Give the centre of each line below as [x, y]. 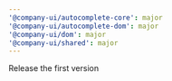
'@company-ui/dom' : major [57, 34]
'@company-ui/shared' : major [63, 43]
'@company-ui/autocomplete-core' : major [86, 18]
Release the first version [54, 68]
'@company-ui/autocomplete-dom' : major [84, 26]
